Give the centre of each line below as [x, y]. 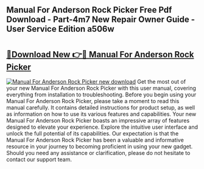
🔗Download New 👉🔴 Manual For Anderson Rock [100, 54]
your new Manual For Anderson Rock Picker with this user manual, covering [101, 88]
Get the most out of [161, 81]
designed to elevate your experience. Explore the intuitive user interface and [102, 127]
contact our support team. [39, 159]
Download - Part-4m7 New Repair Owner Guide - [101, 20]
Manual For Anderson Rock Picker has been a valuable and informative [95, 140]
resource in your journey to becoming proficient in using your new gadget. [100, 146]
